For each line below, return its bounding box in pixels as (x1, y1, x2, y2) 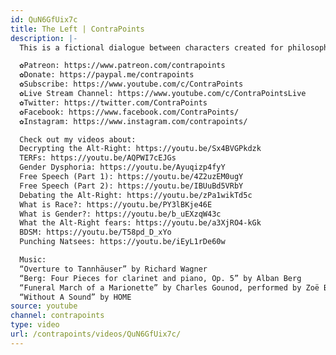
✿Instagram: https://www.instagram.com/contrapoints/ (19, 116, 248, 126)
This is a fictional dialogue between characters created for (19, 42, 284, 53)
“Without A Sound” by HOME (19, 292, 132, 302)
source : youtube (10, 301, 78, 311)
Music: (19, 255, 47, 265)
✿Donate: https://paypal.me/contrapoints (19, 70, 195, 80)
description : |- (10, 33, 78, 43)
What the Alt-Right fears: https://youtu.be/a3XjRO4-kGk (19, 218, 262, 228)
